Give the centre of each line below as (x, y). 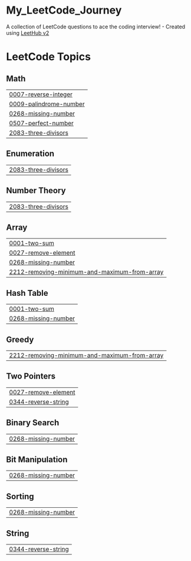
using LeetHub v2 (28, 32)
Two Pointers (31, 376)
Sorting (20, 496)
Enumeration (30, 154)
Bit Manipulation (37, 460)
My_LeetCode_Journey (64, 10)
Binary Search (33, 423)
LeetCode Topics (49, 57)
